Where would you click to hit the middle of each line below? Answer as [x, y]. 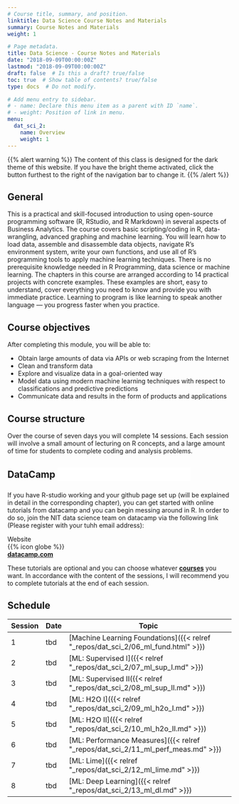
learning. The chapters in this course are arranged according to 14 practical [118, 274]
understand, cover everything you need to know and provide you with [110, 290]
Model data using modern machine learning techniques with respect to [121, 381]
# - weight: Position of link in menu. [67, 113]
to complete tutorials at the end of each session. [78, 583]
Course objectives [49, 328]
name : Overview [43, 133]
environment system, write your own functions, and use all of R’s [102, 252]
